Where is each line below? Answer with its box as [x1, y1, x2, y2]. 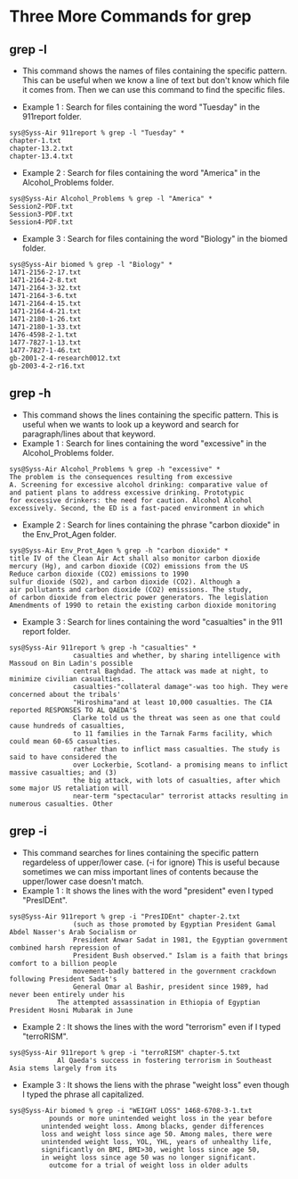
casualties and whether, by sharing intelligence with [72, 651, 280, 660]
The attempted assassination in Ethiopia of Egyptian [56, 998, 261, 1007]
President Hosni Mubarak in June [9, 1006, 133, 1015]
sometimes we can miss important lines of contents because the [21, 866, 259, 876]
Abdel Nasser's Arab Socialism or [9, 927, 138, 936]
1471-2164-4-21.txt [9, 307, 82, 316]
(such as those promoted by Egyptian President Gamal [72, 919, 277, 929]
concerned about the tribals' [9, 690, 122, 699]
